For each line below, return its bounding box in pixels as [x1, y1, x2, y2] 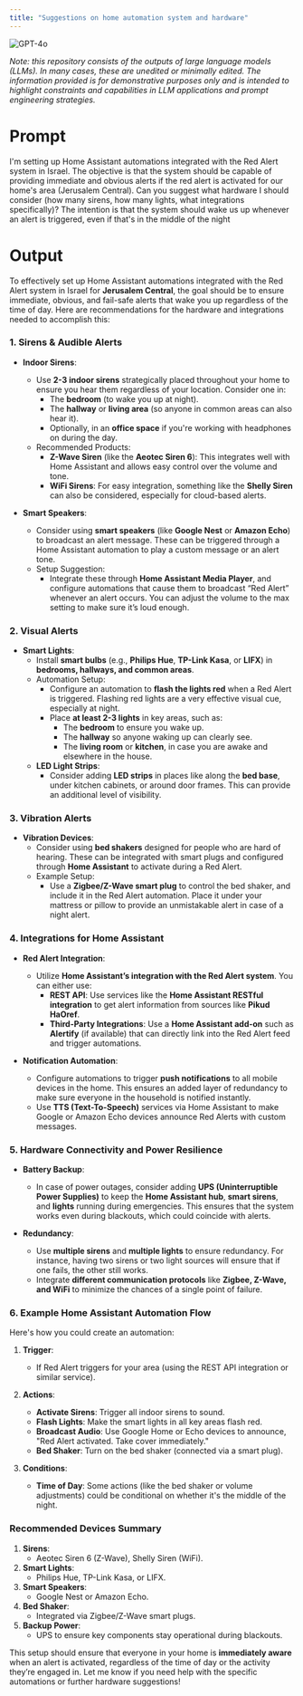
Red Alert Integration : [22, 953, 106, 963]
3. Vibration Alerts [9, 812, 92, 825]
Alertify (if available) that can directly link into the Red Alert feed [49, 1028, 291, 1039]
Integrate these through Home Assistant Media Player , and [49, 572, 271, 584]
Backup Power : [22, 1620, 81, 1631]
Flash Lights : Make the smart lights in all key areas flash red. [35, 1416, 263, 1427]
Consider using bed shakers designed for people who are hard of [35, 842, 281, 853]
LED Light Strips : [35, 761, 100, 771]
